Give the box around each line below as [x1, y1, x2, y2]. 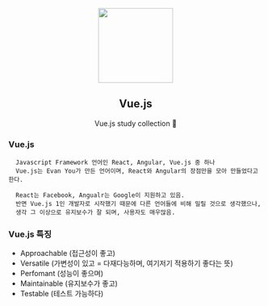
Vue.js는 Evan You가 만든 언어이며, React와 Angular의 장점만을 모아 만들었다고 [15, 167, 258, 175]
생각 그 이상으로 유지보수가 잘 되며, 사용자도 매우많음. [15, 208, 176, 217]
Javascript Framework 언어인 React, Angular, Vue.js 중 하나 [15, 158, 216, 167]
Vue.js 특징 [8, 228, 52, 240]
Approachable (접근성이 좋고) [19, 249, 115, 258]
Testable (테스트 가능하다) [19, 289, 104, 299]
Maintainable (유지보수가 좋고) [19, 279, 119, 288]
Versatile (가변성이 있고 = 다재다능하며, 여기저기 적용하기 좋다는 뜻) [19, 258, 234, 268]
